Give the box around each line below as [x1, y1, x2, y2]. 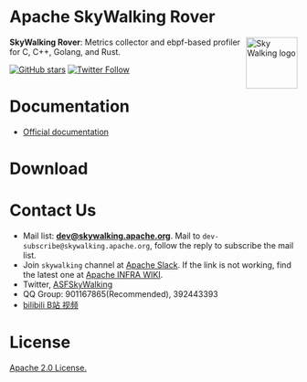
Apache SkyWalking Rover [9, 6, 216, 27]
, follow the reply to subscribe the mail [149, 240, 294, 250]
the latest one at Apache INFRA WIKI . [22, 270, 164, 280]
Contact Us [9, 200, 97, 221]
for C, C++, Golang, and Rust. [9, 46, 122, 57]
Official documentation [22, 126, 110, 137]
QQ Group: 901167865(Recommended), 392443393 [22, 289, 218, 299]
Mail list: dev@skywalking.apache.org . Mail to [22, 230, 201, 241]
